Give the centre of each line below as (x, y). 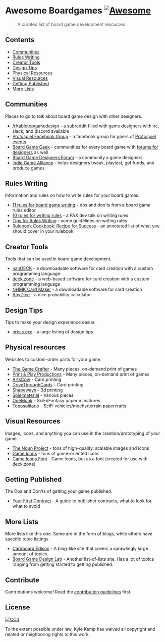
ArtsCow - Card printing (37, 379)
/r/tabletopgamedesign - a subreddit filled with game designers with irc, (86, 126)
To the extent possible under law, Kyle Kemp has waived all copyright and (80, 629)
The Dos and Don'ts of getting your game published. (59, 491)
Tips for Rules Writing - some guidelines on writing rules (70, 221)
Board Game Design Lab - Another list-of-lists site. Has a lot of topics (83, 559)
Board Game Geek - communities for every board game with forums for (85, 147)
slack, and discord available (41, 131)
